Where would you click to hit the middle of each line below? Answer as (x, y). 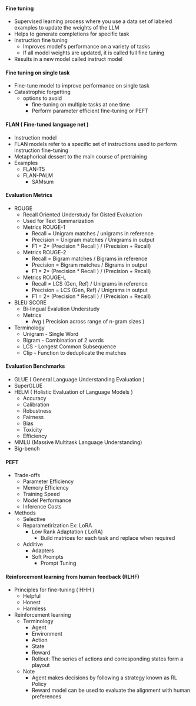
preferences (46, 697)
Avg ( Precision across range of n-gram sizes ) (88, 321)
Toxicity (32, 430)
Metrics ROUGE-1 (44, 227)
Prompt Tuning (58, 563)
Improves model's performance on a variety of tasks (87, 47)
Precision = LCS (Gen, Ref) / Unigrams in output (89, 290)
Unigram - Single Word (51, 333)
